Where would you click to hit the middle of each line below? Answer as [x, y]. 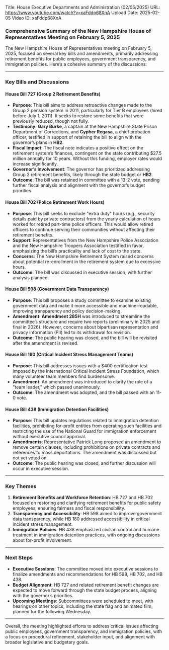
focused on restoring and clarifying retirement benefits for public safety [87, 503]
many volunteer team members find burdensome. [64, 376]
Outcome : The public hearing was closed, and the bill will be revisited [85, 338]
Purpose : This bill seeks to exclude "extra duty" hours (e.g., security [83, 213]
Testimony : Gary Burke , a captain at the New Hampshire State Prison [85, 127]
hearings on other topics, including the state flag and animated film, [82, 606]
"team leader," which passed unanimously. [57, 387]
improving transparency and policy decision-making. [67, 311]
